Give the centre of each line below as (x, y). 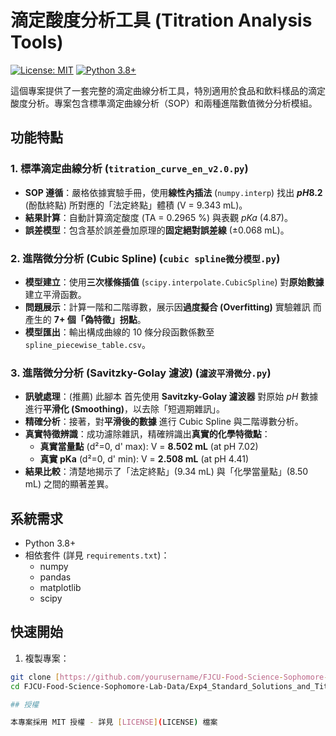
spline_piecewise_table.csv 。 (87, 344)
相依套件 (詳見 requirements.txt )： (97, 555)
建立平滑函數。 (55, 294)
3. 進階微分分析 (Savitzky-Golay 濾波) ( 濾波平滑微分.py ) (141, 373)
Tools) (37, 42)
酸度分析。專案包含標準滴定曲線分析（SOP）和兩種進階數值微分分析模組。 (164, 103)
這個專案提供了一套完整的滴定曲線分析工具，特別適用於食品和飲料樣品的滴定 (168, 90)
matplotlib (60, 588)
